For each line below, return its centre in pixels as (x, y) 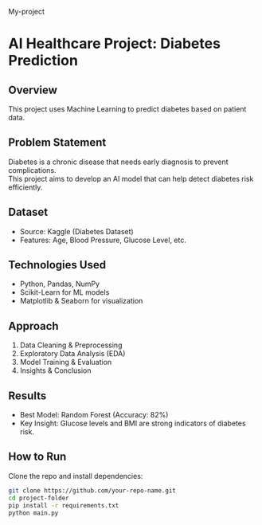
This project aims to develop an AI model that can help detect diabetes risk (131, 178)
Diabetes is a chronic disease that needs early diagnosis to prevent (118, 162)
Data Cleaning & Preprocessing (71, 345)
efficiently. (25, 187)
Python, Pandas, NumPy (60, 284)
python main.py (33, 513)
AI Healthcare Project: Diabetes (115, 44)
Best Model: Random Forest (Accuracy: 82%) (94, 415)
